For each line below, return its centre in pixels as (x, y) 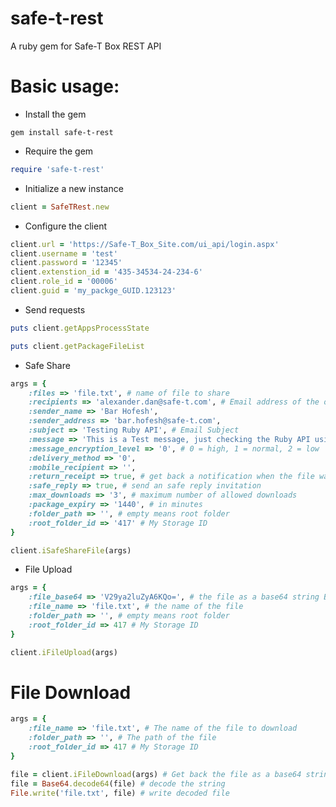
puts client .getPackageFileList (77, 346)
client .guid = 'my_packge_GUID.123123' (93, 291)
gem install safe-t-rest (62, 132)
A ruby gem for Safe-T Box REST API (86, 46)
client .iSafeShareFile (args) (71, 550)
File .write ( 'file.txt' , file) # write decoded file (120, 793)
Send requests (55, 309)
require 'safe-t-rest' (57, 169)
